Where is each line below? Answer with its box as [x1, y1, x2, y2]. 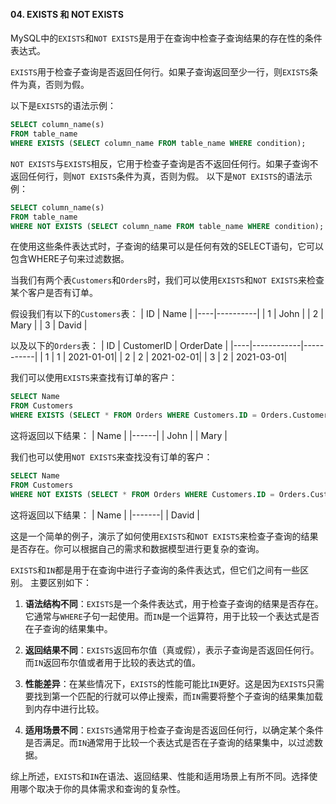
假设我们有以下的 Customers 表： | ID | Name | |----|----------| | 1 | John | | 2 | [10, 308, 324, 320]
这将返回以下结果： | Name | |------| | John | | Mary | [10, 430, 228, 442]
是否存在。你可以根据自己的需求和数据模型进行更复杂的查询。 [10, 542, 265, 554]
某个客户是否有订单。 [10, 287, 98, 299]
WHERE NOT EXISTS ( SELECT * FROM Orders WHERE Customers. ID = [10, 489, 275, 499]
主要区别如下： [29, 576, 92, 588]
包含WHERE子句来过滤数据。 [10, 253, 130, 265]
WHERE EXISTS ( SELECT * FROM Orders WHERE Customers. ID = [10, 410, 257, 421]
